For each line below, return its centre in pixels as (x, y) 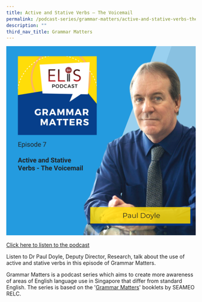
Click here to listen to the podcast (48, 245)
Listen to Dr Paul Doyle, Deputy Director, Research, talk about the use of (96, 257)
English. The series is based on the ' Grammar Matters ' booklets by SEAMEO (101, 288)
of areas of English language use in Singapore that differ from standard (94, 281)
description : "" (26, 25)
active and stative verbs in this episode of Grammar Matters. (81, 263)
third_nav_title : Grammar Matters (50, 32)
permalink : (20, 19)
